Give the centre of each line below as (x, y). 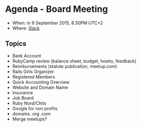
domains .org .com (31, 114)
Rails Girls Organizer (33, 71)
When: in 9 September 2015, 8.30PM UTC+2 (57, 23)
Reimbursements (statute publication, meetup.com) (65, 66)
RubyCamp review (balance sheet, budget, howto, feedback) (74, 61)
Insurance (23, 92)
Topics (16, 44)
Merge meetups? (29, 119)
